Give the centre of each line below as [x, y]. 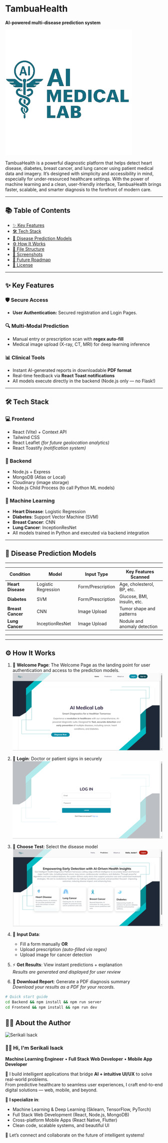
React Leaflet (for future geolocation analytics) [61, 442]
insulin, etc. [131, 602]
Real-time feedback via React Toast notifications [63, 376]
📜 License [23, 265]
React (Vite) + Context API [39, 432]
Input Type [96, 574]
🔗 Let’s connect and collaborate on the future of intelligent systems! [75, 1135]
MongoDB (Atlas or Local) [39, 477]
